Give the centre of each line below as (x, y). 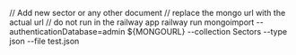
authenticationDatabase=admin (67, 31)
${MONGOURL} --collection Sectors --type (207, 31)
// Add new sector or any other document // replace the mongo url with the (148, 13)
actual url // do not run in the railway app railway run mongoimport (132, 22)
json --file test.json (44, 41)
